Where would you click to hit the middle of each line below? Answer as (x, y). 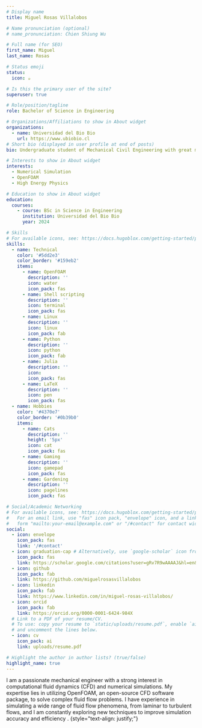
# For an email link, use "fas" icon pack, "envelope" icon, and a (95, 518)
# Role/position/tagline (37, 105)
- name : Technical (35, 250)
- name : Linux (40, 317)
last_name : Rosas (28, 56)
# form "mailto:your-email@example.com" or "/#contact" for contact (96, 524)
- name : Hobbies (32, 406)
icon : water (43, 283)
